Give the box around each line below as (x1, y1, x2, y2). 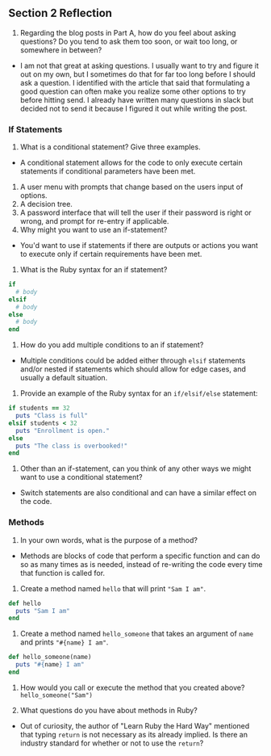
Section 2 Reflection (8, 6, 113, 20)
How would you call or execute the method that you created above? (19, 682, 245, 692)
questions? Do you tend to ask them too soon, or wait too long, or (19, 36, 238, 46)
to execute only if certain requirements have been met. (19, 250, 202, 259)
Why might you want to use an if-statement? (19, 225, 168, 235)
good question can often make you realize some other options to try (19, 86, 246, 96)
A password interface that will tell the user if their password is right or (19, 208, 252, 217)
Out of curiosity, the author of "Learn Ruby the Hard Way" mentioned (19, 720, 250, 730)
